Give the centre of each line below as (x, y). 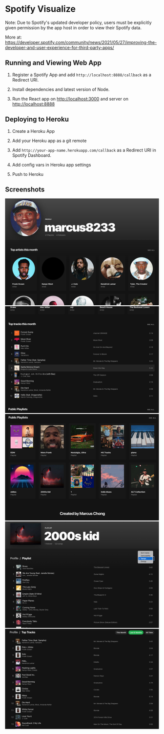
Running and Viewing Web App (53, 63)
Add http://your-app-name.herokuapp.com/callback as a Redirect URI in (84, 150)
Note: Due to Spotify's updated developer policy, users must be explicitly (78, 22)
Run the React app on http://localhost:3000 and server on (70, 99)
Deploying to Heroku (37, 119)
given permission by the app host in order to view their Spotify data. (73, 27)
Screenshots (25, 189)
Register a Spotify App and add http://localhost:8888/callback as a (82, 75)
